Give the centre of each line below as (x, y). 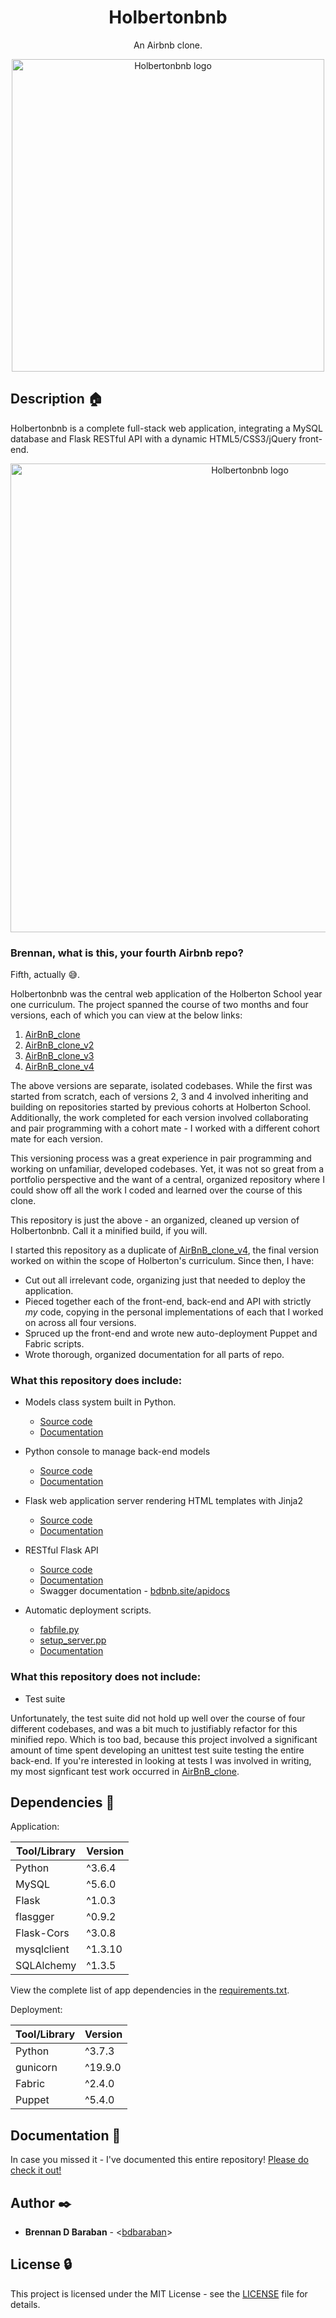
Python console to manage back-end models (117, 1452)
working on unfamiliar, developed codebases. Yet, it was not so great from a (167, 1169)
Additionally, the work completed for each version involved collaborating (159, 1118)
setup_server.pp (73, 1640)
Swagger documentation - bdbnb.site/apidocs (135, 1591)
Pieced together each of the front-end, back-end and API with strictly (168, 1302)
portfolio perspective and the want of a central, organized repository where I (167, 1180)
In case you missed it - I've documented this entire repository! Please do (159, 2160)
